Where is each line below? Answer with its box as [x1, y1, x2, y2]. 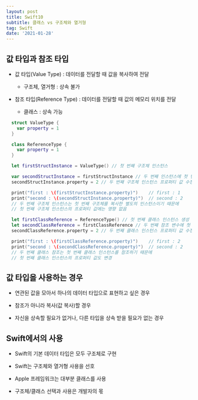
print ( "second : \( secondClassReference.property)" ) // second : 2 [11, 244, 183, 250]
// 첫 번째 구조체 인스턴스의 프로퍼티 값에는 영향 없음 [11, 206, 127, 212]
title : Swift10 [6, 14, 44, 20]
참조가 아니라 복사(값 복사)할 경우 [14, 302, 91, 309]
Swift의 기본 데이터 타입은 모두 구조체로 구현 [14, 350, 117, 357]
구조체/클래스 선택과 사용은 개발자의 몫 [14, 388, 104, 395]
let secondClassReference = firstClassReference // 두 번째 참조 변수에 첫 [11, 222, 190, 229]
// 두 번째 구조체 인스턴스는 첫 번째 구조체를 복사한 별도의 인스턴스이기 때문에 [11, 201, 179, 207]
